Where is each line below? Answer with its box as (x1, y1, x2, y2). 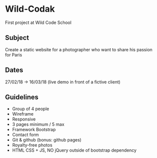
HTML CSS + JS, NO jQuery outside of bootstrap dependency (12, 147, 137, 153)
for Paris (5, 52, 22, 58)
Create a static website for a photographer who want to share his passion (5, 46, 153, 52)
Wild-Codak (5, 3, 55, 15)
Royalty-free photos (12, 142, 53, 148)
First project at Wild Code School (5, 20, 72, 25)
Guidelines (5, 93, 39, 101)
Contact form (12, 132, 39, 138)
